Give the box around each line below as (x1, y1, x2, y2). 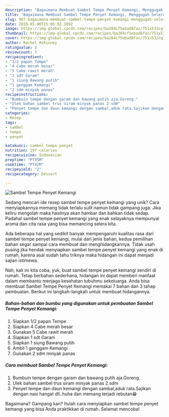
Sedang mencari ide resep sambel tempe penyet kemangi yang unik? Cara (5, 199, 159, 205)
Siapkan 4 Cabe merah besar (12, 324, 73, 330)
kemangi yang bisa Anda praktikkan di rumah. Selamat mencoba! (5, 406, 140, 412)
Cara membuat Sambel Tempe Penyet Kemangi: (5, 362, 108, 368)
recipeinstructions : (5, 92, 49, 97)
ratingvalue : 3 (5, 45, 37, 50)
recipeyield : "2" (5, 167, 42, 172)
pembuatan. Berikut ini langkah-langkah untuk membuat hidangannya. (5, 289, 151, 295)
